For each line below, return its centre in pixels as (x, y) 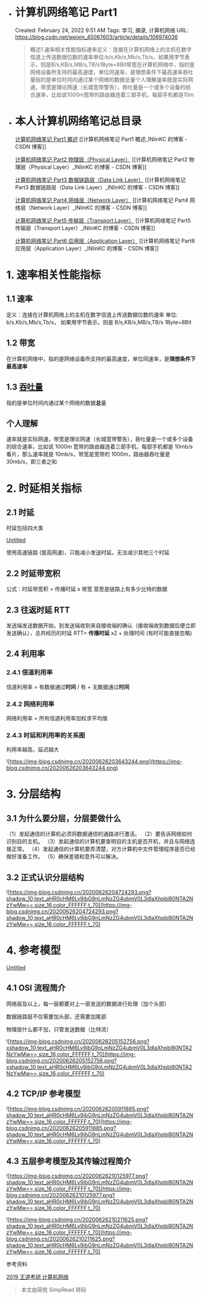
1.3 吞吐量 (25, 387)
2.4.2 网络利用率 (30, 704)
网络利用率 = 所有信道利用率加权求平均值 (57, 718)
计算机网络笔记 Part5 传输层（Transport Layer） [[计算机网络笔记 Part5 (103, 220)
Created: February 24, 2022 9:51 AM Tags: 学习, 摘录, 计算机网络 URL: (102, 30)
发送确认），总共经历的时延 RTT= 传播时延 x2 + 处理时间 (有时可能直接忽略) (99, 633)
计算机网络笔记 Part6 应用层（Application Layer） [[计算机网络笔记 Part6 (105, 241)
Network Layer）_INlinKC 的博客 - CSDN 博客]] (89, 207)
